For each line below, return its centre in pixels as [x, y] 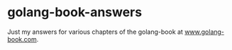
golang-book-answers [75, 12]
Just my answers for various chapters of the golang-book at [95, 32]
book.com [22, 39]
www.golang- [204, 32]
